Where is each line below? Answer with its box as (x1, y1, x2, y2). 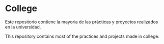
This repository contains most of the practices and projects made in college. (5, 33, 160, 39)
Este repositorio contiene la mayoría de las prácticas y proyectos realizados (5, 19, 158, 25)
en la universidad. (5, 24, 41, 29)
